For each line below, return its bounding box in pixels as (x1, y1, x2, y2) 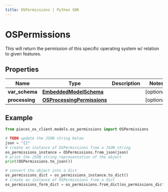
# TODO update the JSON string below (5, 136, 84, 141)
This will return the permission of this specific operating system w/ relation (5, 45, 159, 51)
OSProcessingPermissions (42, 96, 107, 103)
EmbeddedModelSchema (42, 88, 104, 95)
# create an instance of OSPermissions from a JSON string (5, 145, 131, 150)
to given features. (5, 50, 41, 56)
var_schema (7, 88, 37, 95)
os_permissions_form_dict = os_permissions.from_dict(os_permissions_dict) (5, 182, 166, 187)
